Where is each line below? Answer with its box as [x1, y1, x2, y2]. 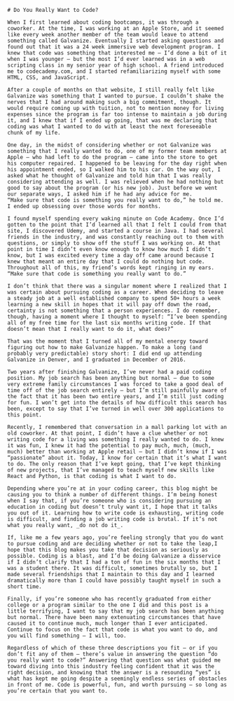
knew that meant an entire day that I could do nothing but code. [7, 258, 205, 265]
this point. [7, 411, 42, 418]
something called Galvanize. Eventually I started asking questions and [7, 37, 224, 44]
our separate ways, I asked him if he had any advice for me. [7, 191, 193, 198]
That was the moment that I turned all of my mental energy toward [7, 338, 209, 345]
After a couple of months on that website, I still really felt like [7, 86, 215, 93]
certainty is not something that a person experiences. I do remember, [7, 307, 221, 314]
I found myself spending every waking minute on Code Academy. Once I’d [7, 215, 224, 222]
